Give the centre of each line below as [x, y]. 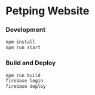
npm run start [23, 48]
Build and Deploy [31, 63]
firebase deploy [26, 87]
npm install [20, 42]
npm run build [23, 75]
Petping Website [47, 11]
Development [26, 30]
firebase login [24, 81]
